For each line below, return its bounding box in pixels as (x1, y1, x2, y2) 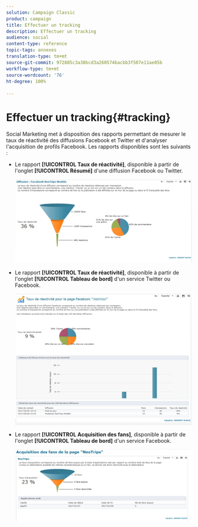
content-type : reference (6, 41, 67, 47)
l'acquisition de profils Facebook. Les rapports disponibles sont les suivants (6, 143, 191, 151)
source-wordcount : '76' (6, 72, 65, 78)
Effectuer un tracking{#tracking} (6, 111, 171, 124)
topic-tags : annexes (6, 47, 57, 53)
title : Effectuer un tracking (6, 22, 81, 28)
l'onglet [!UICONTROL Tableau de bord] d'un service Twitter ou (14, 276, 171, 283)
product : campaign (6, 15, 51, 22)
